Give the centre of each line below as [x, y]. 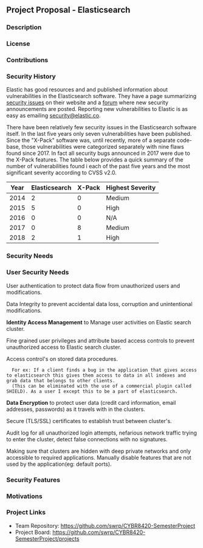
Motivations [24, 496]
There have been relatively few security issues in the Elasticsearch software [101, 127]
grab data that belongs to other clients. [61, 380]
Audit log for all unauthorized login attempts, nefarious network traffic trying [102, 433]
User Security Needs [38, 272]
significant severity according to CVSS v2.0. [62, 173]
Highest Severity [131, 188]
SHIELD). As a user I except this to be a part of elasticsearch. [92, 391]
